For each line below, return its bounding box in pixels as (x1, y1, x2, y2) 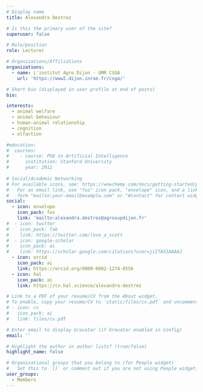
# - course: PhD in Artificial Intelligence (6, 153, 129, 159)
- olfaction (11, 131, 42, 137)
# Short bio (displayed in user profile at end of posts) (6, 86, 155, 93)
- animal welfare (11, 108, 56, 115)
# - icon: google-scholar (6, 237, 74, 244)
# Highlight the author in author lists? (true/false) (6, 343, 147, 350)
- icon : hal (11, 271, 42, 277)
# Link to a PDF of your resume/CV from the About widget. (6, 293, 158, 299)
